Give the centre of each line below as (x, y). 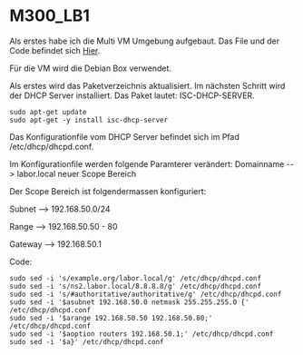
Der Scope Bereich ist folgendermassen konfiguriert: (108, 191)
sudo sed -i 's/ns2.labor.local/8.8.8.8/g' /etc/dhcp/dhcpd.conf (135, 286)
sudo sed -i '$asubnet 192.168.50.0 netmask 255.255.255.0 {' (129, 302)
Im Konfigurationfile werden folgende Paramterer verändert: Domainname (147, 163)
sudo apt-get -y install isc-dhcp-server (89, 120)
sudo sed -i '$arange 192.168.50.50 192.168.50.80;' (111, 318)
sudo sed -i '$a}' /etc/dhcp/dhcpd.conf (87, 341)
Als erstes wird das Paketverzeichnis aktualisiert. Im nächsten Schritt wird (147, 85)
